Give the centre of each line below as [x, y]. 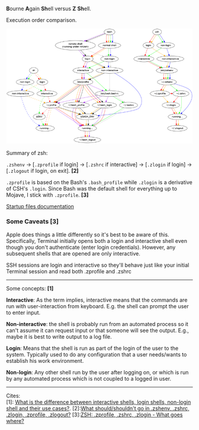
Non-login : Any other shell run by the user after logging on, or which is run [97, 372]
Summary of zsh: [27, 153]
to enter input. [23, 312]
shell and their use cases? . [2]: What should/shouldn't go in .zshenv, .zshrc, [98, 408]
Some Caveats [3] [33, 222]
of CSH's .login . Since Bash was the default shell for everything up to [92, 188]
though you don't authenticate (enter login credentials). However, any [91, 247]
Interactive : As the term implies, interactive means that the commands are [97, 300]
